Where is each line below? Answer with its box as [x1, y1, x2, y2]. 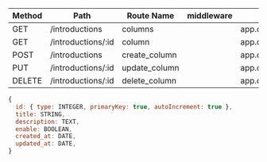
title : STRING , [15, 110, 66, 118]
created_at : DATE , [15, 133, 77, 141]
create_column [122, 49, 177, 60]
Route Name [126, 10, 175, 21]
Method [12, 10, 43, 21]
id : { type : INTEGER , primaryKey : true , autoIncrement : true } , [15, 102, 233, 110]
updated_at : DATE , [15, 140, 77, 148]
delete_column [122, 75, 177, 86]
